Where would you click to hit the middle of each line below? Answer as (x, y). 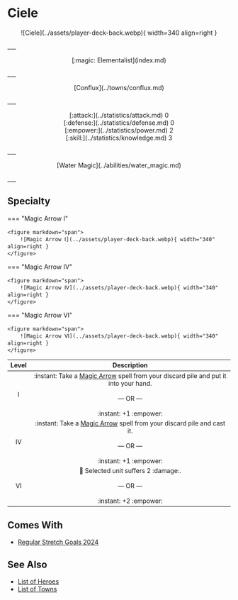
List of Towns (37, 589)
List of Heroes (38, 582)
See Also (27, 564)
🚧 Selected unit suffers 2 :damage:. (130, 471)
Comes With (35, 525)
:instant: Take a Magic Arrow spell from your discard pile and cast (130, 423)
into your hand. (130, 383)
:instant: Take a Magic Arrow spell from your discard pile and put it (130, 376)
